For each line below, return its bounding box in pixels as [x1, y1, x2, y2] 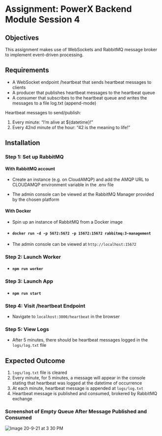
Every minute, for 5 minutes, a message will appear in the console [12, 375, 146, 381]
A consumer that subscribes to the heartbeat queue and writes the [12, 95, 147, 101]
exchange [12, 396, 33, 402]
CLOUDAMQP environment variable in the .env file [12, 182, 114, 188]
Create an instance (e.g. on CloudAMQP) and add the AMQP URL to [12, 176, 149, 183]
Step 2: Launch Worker [5, 253, 61, 260]
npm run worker [12, 267, 44, 271]
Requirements [5, 66, 49, 74]
